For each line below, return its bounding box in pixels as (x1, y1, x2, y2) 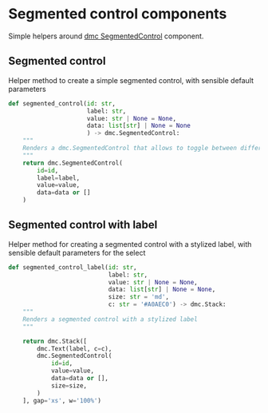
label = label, (37, 173, 81, 182)
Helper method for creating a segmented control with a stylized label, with (8, 239, 252, 248)
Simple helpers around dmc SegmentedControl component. (8, 31, 204, 41)
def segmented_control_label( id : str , (8, 263, 137, 272)
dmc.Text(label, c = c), (37, 344, 112, 352)
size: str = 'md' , (108, 293, 170, 301)
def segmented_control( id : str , (8, 99, 116, 108)
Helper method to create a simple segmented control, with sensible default (8, 75, 254, 85)
